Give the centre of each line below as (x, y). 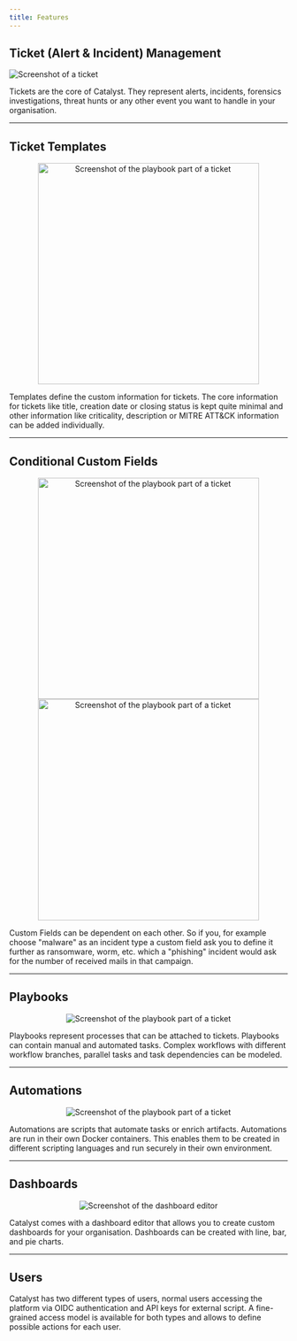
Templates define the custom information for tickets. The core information (144, 397)
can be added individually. (57, 425)
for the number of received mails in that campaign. (101, 961)
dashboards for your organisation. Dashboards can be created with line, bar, (148, 1232)
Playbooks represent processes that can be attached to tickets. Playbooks (145, 1036)
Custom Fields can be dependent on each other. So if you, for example (138, 933)
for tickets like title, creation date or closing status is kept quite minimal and (146, 406)
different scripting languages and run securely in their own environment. (141, 1148)
